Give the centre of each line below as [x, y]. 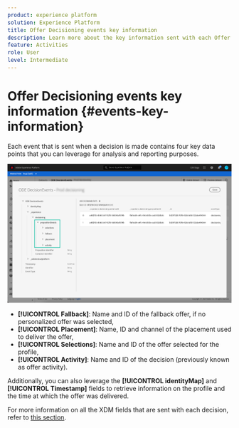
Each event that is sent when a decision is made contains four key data [111, 146]
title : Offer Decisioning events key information [83, 30]
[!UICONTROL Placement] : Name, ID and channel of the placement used [124, 329]
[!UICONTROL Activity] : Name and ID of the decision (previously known [123, 360]
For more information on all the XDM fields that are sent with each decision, [118, 410]
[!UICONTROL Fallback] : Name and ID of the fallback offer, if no [112, 314]
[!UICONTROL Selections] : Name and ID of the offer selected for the [118, 345]
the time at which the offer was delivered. [68, 396]
